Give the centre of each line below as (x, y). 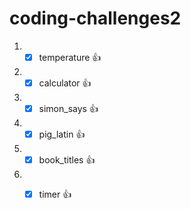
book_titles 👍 (67, 159)
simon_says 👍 (68, 108)
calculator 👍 (65, 83)
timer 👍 (55, 194)
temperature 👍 (70, 57)
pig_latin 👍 (62, 134)
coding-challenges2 (95, 18)
